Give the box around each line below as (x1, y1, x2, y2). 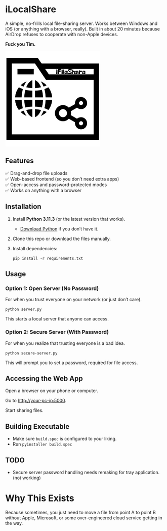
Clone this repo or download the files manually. (12, 235, 111, 242)
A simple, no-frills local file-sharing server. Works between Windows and (5, 20, 158, 26)
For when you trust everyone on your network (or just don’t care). (5, 297, 142, 303)
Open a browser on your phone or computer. (5, 388, 99, 394)
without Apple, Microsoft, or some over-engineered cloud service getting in (5, 515, 162, 521)
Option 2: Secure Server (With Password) (5, 329, 109, 336)
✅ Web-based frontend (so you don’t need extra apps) (5, 175, 119, 182)
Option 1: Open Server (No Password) (5, 285, 99, 292)
